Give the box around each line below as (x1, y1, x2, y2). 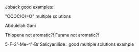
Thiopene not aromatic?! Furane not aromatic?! (5, 32, 99, 38)
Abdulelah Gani (5, 23, 36, 28)
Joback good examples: (5, 4, 54, 10)
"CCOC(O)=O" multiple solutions (5, 13, 71, 19)
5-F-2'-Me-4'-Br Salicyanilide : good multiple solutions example (5, 41, 134, 47)
